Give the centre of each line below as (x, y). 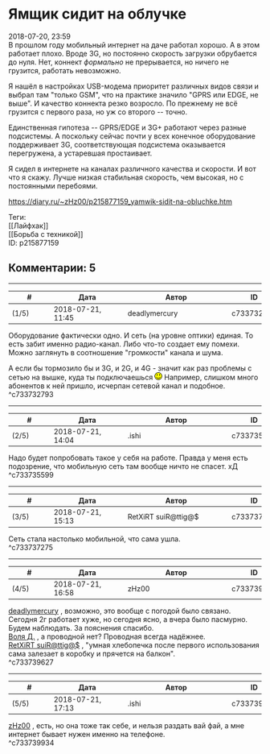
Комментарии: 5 (52, 268)
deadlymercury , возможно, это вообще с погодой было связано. (120, 611)
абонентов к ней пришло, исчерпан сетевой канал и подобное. (117, 386)
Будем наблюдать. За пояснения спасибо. (81, 628)
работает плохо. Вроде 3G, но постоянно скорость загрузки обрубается (133, 53)
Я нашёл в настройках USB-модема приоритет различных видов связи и (134, 86)
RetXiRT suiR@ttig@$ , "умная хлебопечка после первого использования (134, 644)
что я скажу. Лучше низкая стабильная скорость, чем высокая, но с (126, 177)
